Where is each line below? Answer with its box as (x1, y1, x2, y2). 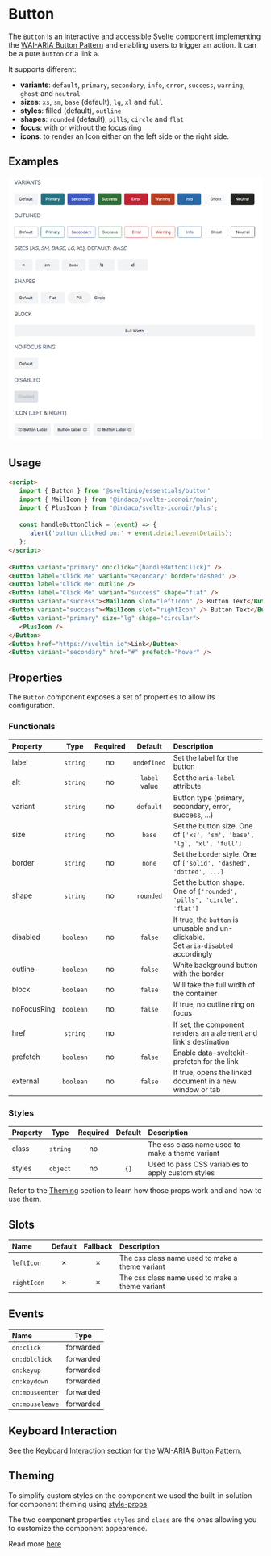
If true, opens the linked (173, 1068, 252, 1078)
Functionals (8, 721, 56, 732)
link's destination (173, 1037, 230, 1046)
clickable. (173, 932, 206, 941)
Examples (8, 155, 59, 169)
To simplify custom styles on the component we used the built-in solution (8, 1490, 252, 1500)
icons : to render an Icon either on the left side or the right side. (19, 131, 230, 141)
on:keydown (11, 1378, 48, 1386)
